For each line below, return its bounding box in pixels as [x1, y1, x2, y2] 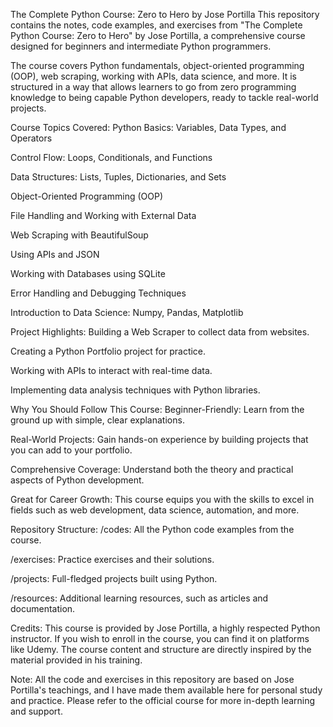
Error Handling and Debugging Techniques [10, 287, 187, 299]
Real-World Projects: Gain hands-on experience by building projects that [10, 434, 309, 445]
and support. [10, 705, 63, 717]
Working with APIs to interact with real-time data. [10, 365, 213, 376]
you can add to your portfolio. [10, 444, 133, 456]
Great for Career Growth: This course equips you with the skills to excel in [10, 494, 315, 505]
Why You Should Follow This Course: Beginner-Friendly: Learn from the [10, 404, 305, 415]
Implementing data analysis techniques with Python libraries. [10, 384, 261, 396]
